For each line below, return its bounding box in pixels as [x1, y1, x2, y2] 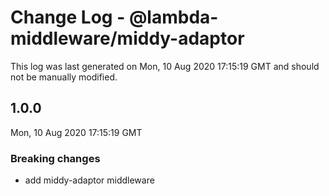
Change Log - [10, 6, 126, 29]
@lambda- [128, 6, 219, 29]
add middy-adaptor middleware [24, 174, 155, 186]
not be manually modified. [10, 71, 118, 83]
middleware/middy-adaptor [10, 27, 245, 50]
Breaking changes [10, 151, 101, 165]
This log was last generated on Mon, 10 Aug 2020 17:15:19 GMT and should [10, 60, 320, 72]
